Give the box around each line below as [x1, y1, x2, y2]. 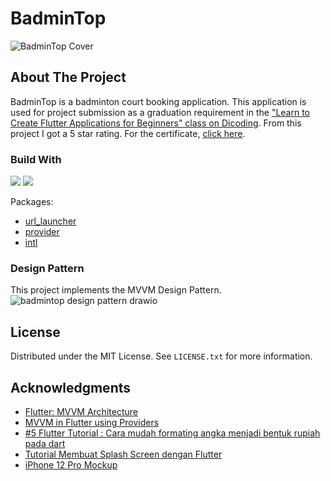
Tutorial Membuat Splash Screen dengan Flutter [24, 448, 223, 460]
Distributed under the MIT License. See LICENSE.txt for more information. [10, 350, 313, 362]
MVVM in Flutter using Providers [24, 416, 160, 428]
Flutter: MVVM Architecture [24, 405, 138, 417]
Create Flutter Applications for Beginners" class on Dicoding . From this [10, 117, 302, 129]
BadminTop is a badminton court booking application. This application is [10, 95, 307, 107]
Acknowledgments [10, 379, 132, 396]
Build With [10, 152, 62, 166]
